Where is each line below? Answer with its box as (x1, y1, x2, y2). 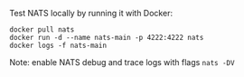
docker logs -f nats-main (9, 41, 107, 50)
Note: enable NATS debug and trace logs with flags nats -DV (9, 57, 235, 67)
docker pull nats (9, 25, 75, 34)
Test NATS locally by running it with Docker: (9, 8, 174, 18)
